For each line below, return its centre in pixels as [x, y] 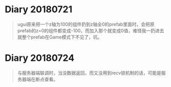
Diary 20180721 [39, 9]
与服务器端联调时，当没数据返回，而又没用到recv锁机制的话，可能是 [89, 73]
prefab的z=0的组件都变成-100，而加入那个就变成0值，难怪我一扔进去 [91, 30]
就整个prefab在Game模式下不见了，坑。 [60, 37]
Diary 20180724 [40, 58]
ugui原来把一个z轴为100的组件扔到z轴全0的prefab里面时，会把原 [86, 24]
